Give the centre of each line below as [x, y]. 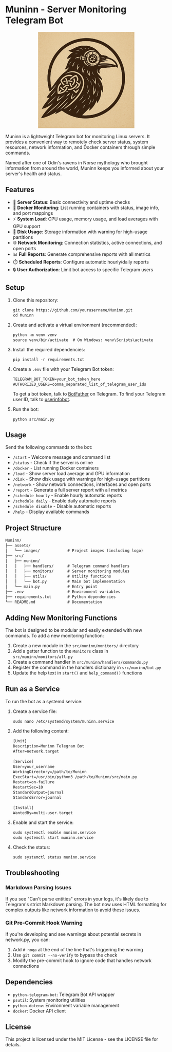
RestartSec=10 [28, 787]
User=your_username [34, 766]
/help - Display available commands [51, 512]
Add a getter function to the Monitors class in [61, 651]
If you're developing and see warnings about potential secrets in [73, 934]
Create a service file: [35, 711]
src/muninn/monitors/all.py [43, 657]
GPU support [26, 226]
